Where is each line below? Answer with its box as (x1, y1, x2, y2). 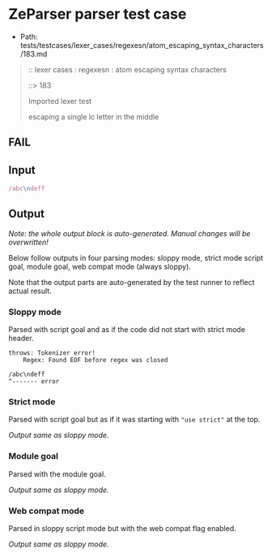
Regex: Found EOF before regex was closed (23, 356, 168, 365)
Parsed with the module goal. (8, 468, 107, 479)
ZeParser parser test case (8, 5, 187, 24)
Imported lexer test (28, 96, 91, 106)
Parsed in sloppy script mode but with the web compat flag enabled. (8, 524, 236, 533)
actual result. (8, 286, 52, 296)
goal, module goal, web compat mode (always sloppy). (8, 261, 192, 271)
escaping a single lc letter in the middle (28, 111, 159, 122)
